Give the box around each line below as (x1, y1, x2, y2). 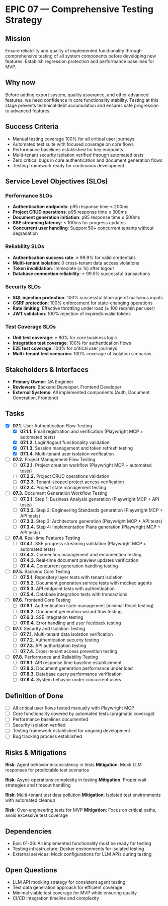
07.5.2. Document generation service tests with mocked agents (20, 580, 152, 586)
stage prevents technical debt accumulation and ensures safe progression (5, 102, 159, 108)
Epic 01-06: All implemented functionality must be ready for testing (12, 840, 152, 847)
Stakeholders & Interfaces (5, 365, 89, 374)
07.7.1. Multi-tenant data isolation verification (20, 631, 113, 637)
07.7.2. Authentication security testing (20, 636, 99, 643)
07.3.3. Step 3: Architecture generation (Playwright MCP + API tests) (20, 518, 162, 524)
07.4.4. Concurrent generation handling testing (20, 563, 118, 569)
